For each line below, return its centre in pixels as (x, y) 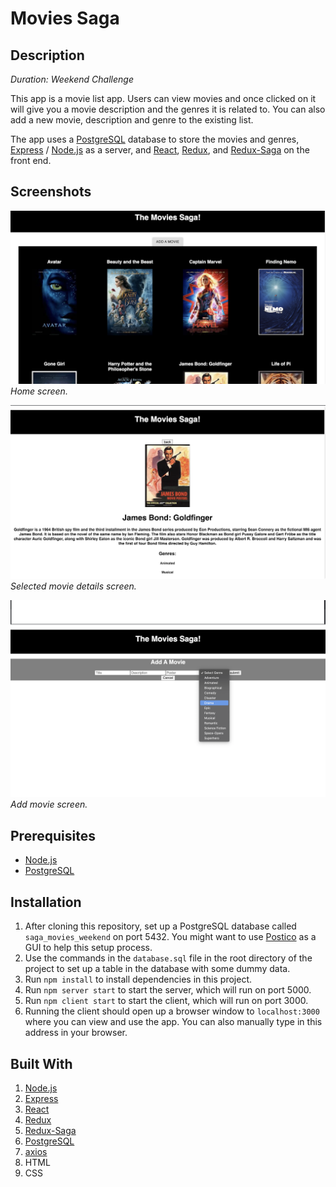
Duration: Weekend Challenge (72, 79)
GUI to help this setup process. (88, 948)
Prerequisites (53, 835)
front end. (31, 160)
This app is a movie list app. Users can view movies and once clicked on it (163, 98)
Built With (41, 1063)
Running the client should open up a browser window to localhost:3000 (172, 1011)
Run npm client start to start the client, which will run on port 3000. (166, 1001)
